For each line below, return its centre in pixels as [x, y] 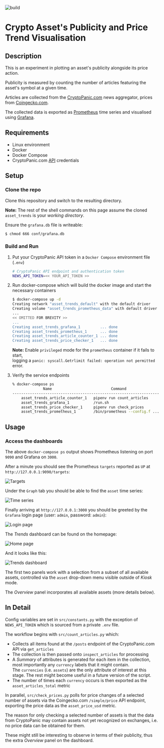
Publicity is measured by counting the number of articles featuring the [76, 83]
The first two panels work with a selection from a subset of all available [77, 572]
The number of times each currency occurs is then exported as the [80, 680]
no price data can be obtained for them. [45, 725]
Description [23, 56]
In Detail [18, 608]
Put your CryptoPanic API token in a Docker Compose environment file [81, 257]
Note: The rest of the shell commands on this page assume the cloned [76, 210]
